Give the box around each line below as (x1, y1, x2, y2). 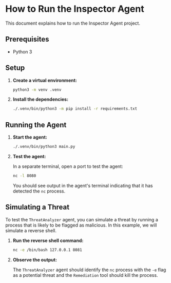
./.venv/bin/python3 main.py (12, 144, 75, 149)
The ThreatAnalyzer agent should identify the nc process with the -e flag (12, 267, 166, 273)
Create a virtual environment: (12, 77, 77, 83)
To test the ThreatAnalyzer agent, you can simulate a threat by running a (5, 216, 158, 222)
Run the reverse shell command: (12, 237, 84, 243)
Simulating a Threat (5, 203, 70, 212)
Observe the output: (12, 256, 58, 262)
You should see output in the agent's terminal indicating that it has (12, 182, 153, 188)
